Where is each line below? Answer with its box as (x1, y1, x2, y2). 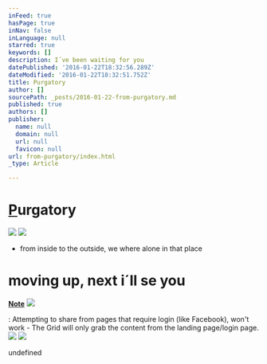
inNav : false (8, 26, 52, 34)
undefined (8, 348, 42, 357)
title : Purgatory (8, 78, 66, 86)
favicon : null (15, 145, 62, 153)
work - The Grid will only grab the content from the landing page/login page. (8, 323, 259, 332)
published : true (8, 100, 62, 108)
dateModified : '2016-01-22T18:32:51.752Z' (8, 71, 151, 79)
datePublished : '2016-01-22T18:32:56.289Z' (8, 64, 155, 72)
